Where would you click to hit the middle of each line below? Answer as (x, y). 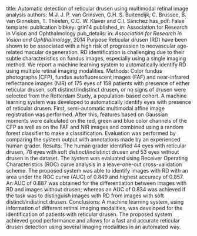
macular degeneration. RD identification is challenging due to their (104, 52)
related (15, 52)
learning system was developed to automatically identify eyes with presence (99, 102)
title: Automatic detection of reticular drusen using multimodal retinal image (97, 9)
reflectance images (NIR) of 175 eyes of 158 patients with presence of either (98, 83)
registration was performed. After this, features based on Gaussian (87, 114)
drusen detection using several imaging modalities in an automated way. (94, 227)
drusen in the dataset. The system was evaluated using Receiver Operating (97, 158)
